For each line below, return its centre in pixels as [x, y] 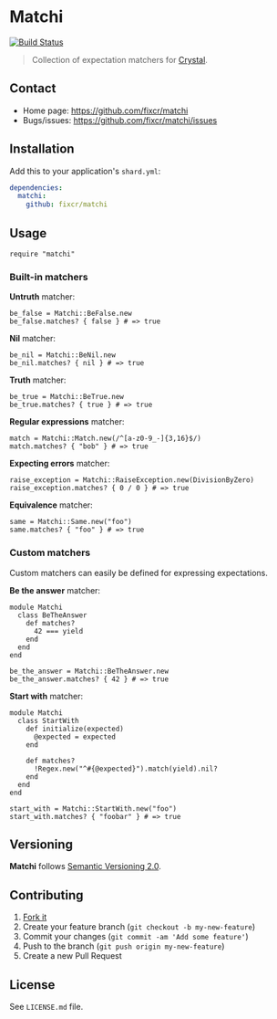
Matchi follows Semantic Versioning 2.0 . [85, 867]
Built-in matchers [49, 277]
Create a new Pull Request [72, 956]
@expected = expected [75, 737]
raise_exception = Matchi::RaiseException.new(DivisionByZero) [132, 480]
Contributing [46, 895]
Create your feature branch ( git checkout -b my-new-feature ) [139, 927]
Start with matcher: [46, 696]
